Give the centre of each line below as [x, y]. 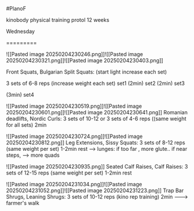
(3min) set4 [20, 95]
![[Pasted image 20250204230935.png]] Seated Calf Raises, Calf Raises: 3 [97, 167]
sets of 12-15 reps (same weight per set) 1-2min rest [69, 173]
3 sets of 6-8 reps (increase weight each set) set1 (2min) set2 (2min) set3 [96, 83]
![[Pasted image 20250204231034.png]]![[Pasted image [74, 184]
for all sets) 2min [26, 125]
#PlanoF [16, 9]
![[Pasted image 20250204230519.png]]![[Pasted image [74, 106]
